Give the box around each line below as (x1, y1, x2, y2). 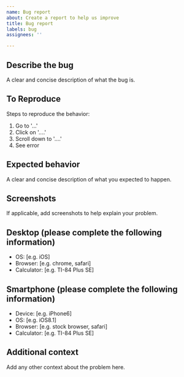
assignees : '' (6, 32, 43, 38)
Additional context (6, 347, 79, 357)
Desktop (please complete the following (6, 227, 163, 238)
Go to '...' (15, 122, 38, 129)
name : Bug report (6, 9, 51, 15)
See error (15, 142, 40, 149)
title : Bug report (6, 20, 53, 26)
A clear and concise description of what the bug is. (6, 76, 136, 83)
